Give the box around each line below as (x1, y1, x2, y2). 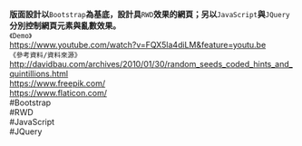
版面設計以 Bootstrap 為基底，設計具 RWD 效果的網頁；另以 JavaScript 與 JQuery (9, 9, 290, 19)
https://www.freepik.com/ (9, 78, 106, 89)
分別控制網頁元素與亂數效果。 (9, 20, 121, 31)
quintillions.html (9, 68, 69, 79)
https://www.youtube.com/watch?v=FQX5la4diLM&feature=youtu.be (9, 40, 267, 50)
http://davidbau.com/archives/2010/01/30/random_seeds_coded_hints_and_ (9, 59, 293, 69)
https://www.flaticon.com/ (9, 88, 107, 98)
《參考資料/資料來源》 (9, 51, 82, 60)
